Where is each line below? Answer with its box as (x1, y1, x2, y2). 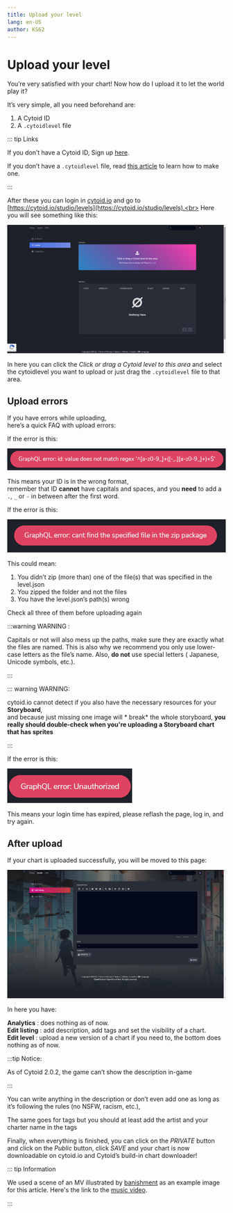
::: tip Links (7, 135, 39, 143)
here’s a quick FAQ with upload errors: (7, 421, 116, 429)
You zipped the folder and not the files (17, 588, 127, 596)
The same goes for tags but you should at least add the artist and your (7, 1116, 209, 1124)
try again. (7, 818, 35, 826)
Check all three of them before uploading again (7, 609, 142, 617)
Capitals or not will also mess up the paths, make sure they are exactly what (7, 635, 224, 644)
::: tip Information (7, 1164, 56, 1173)
